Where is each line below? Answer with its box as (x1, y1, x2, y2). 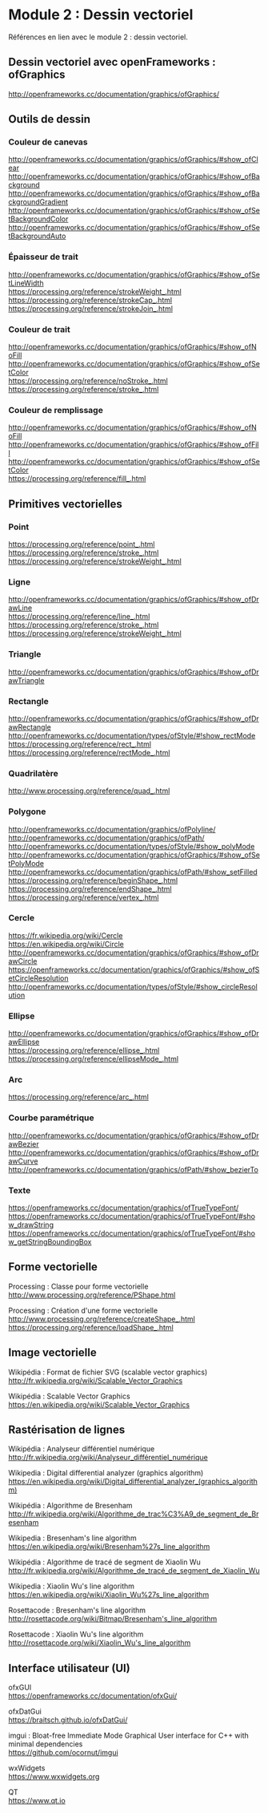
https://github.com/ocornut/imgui (8, 1748, 118, 1758)
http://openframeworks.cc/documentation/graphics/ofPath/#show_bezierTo (8, 1164, 258, 1174)
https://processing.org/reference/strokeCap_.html (8, 295, 173, 305)
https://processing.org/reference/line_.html (8, 612, 150, 621)
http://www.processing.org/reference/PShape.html (8, 1289, 176, 1300)
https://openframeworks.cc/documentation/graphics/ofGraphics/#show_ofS (8, 965, 260, 974)
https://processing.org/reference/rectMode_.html (8, 747, 170, 757)
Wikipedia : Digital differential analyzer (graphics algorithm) (8, 1468, 204, 1478)
